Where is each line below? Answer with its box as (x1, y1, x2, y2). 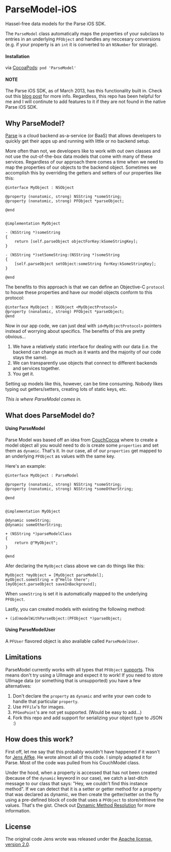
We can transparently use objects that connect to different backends (12, 360, 157, 366)
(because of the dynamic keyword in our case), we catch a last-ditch (5, 775, 148, 781)
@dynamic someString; (5, 518, 52, 523)
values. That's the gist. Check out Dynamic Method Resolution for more (5, 802, 156, 808)
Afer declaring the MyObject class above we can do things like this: (5, 563, 145, 569)
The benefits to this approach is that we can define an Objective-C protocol (5, 284, 165, 290)
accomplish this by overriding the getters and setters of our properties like (5, 170, 162, 176)
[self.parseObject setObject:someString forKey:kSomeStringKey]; (14, 262, 157, 267)
